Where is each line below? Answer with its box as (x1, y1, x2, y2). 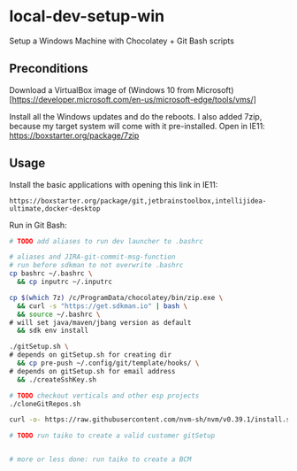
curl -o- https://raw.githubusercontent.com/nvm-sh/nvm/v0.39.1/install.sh (9, 415, 294, 424)
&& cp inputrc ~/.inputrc (17, 277, 113, 287)
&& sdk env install (17, 326, 89, 336)
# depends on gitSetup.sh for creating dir (9, 351, 172, 359)
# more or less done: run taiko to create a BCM (9, 455, 192, 464)
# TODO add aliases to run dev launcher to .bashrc (9, 236, 203, 245)
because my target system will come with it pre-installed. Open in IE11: (9, 120, 265, 131)
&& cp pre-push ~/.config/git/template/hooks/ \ (17, 359, 200, 368)
